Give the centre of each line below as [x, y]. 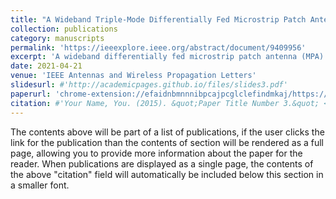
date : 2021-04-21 [46, 66]
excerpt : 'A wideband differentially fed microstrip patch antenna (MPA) [167, 57]
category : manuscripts [57, 38]
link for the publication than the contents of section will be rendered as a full [167, 142]
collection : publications [64, 29]
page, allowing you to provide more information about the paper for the [156, 153]
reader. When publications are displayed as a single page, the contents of [162, 163]
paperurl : [31, 94]
